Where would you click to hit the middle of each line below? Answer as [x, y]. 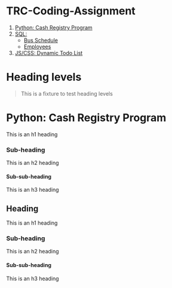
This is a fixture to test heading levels [67, 93]
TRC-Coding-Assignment [71, 11]
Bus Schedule [41, 40]
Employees [37, 47]
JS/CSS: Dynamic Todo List [49, 53]
